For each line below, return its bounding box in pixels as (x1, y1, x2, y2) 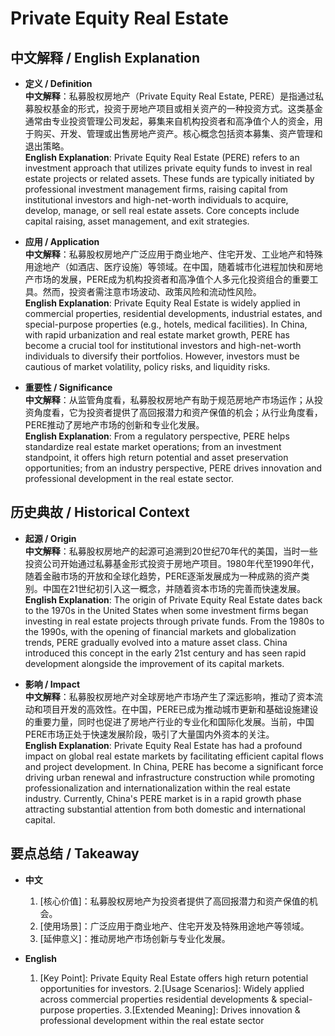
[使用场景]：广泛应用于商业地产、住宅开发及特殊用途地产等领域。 (39, 920, 310, 932)
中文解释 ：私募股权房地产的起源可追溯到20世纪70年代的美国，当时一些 (24, 545, 318, 557)
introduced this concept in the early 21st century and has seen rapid (24, 647, 307, 659)
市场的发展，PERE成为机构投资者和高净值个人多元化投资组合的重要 (33, 273, 310, 285)
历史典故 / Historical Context (10, 504, 190, 521)
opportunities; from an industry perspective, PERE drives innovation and (24, 462, 323, 474)
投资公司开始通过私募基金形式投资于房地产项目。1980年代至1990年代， (24, 557, 320, 569)
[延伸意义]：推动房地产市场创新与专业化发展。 (39, 932, 231, 944)
